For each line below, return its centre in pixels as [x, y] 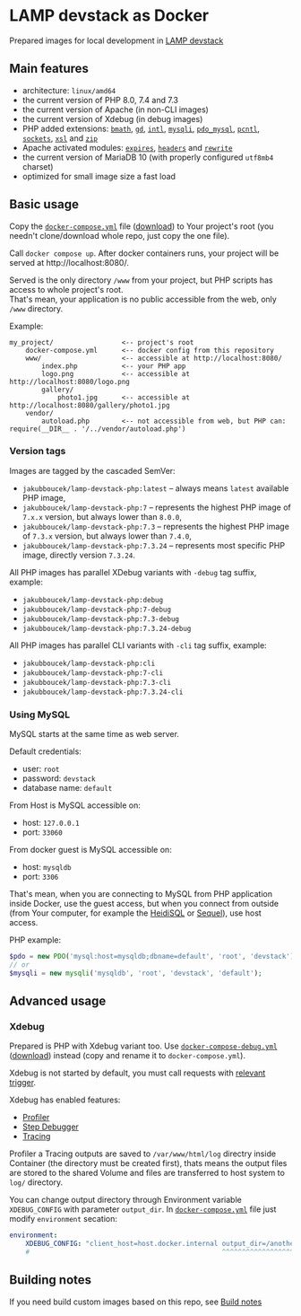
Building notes [51, 1280]
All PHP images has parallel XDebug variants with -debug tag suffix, [133, 572]
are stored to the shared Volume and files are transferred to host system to [147, 1173]
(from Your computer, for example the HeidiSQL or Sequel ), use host [135, 913]
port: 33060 [42, 832]
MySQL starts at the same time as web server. [94, 734]
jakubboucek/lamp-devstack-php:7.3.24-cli [103, 692]
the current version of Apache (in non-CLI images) [115, 110]
